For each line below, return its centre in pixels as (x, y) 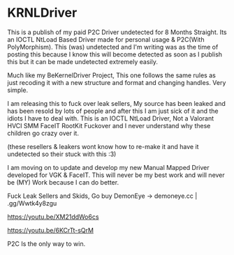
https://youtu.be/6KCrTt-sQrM (51, 230)
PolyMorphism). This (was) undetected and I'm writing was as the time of (113, 47)
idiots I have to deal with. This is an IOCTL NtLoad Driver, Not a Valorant (111, 118)
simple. (18, 90)
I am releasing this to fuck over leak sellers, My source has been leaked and (116, 103)
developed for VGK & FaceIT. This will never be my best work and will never (116, 175)
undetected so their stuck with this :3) (62, 154)
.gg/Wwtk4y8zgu (32, 203)
